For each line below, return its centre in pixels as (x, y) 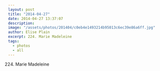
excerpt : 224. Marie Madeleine (40, 37)
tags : (13, 41)
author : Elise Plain (29, 32)
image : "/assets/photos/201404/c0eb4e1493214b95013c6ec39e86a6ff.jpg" (82, 28)
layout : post (21, 9)
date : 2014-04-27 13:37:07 (36, 18)
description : (21, 23)
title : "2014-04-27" (29, 14)
